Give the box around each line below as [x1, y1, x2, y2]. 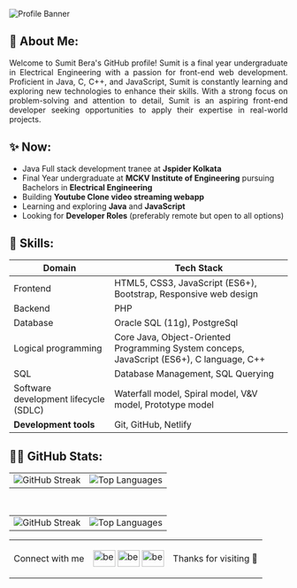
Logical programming [13, 342, 103, 354]
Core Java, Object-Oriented [114, 331, 232, 344]
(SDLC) [13, 404, 44, 416]
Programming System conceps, [114, 342, 245, 354]
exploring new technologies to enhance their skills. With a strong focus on [9, 85, 288, 97]
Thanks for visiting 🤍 [172, 553, 258, 565]
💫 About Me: [9, 34, 80, 49]
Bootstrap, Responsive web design [114, 288, 259, 300]
